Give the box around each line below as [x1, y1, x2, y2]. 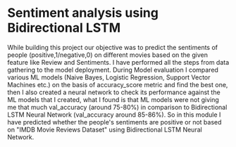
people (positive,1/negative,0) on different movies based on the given [7, 51, 208, 59]
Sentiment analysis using [7, 5, 159, 21]
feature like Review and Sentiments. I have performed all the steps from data [7, 58, 230, 66]
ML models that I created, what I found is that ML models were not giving [7, 95, 220, 103]
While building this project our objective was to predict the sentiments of [7, 43, 218, 51]
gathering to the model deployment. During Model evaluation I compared [7, 65, 218, 74]
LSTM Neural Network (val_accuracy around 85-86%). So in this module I [7, 110, 221, 119]
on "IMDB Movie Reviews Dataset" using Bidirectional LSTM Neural [7, 125, 202, 134]
